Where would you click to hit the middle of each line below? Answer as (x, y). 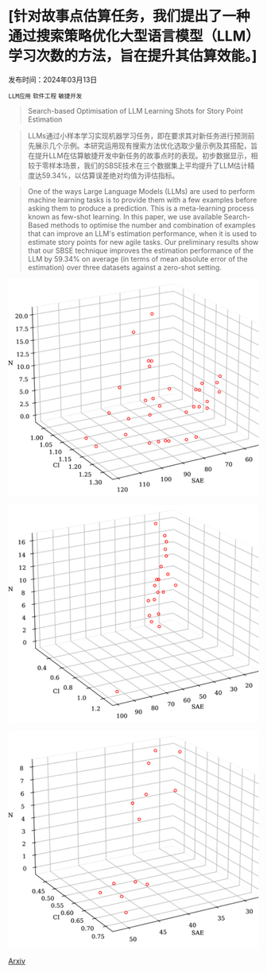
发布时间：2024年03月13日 (53, 79)
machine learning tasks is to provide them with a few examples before (142, 200)
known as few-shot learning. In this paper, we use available (125, 216)
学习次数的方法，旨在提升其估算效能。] (133, 56)
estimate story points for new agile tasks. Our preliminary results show (143, 242)
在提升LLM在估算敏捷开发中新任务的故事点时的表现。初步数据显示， (139, 155)
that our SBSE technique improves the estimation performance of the (141, 250)
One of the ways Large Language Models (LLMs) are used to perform (141, 191)
